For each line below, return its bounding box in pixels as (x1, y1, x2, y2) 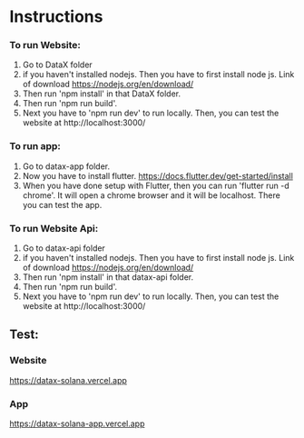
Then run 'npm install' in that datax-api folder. (22, 272, 193, 283)
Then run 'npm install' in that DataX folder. (22, 88, 181, 99)
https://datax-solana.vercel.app (9, 374, 127, 385)
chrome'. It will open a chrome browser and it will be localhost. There (22, 189, 281, 201)
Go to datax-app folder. (22, 161, 111, 172)
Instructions (9, 6, 103, 27)
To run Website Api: (9, 222, 99, 234)
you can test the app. (22, 199, 103, 210)
